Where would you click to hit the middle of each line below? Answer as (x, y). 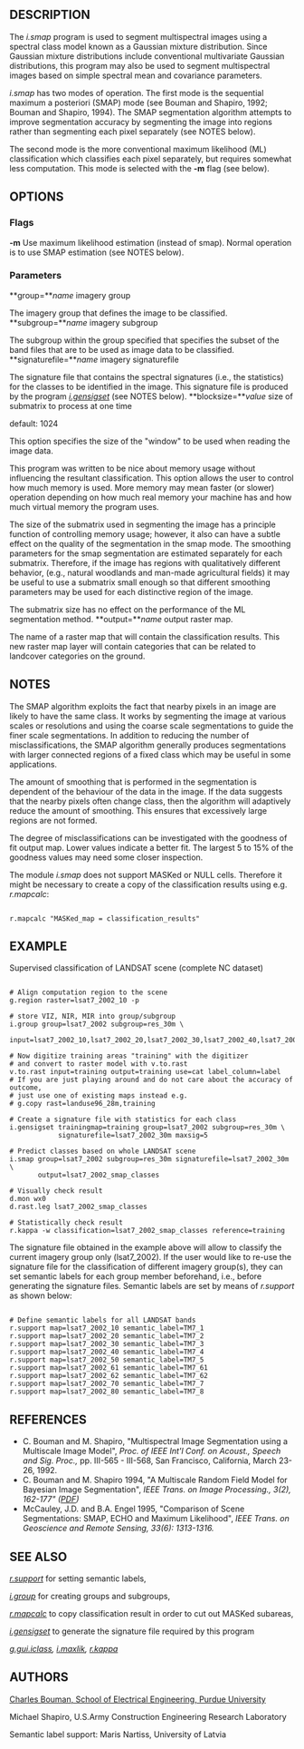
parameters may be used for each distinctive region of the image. (131, 591)
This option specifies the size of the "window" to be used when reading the (150, 441)
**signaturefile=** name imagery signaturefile (94, 359)
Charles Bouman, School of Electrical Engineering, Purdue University (138, 1699)
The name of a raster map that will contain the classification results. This (145, 636)
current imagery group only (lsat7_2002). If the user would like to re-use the (151, 1257)
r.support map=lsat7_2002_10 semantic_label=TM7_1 (107, 1328)
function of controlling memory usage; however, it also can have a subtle (145, 533)
